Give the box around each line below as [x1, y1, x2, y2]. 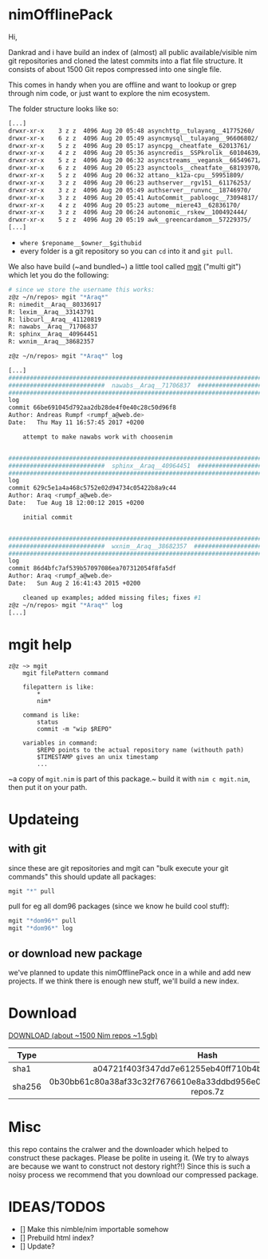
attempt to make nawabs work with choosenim [22, 433, 173, 441]
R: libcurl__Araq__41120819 [8, 316, 102, 324]
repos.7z [191, 1086, 225, 1097]
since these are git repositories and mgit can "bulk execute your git [8, 863, 229, 872]
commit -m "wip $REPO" [37, 725, 112, 733]
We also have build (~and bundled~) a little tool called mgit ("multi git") [8, 262, 242, 272]
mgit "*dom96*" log [8, 924, 73, 932]
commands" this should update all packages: [8, 872, 156, 881]
